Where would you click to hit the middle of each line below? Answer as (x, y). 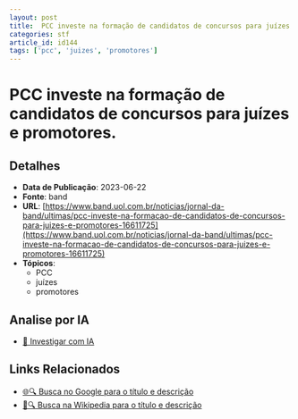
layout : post (34, 17)
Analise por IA (49, 319)
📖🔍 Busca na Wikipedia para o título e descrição (112, 405)
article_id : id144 (43, 42)
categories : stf (39, 34)
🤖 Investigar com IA (58, 341)
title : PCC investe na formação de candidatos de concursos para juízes (150, 26)
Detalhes (35, 166)
